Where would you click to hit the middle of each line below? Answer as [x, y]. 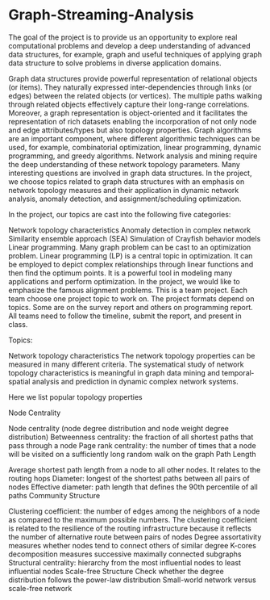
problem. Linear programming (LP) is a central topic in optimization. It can [131, 255]
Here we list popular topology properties [75, 397]
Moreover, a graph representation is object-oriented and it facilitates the [128, 113]
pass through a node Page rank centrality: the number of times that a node [132, 445]
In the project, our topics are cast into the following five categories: [120, 214]
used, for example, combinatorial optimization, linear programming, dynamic [135, 147]
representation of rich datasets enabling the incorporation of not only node [133, 121]
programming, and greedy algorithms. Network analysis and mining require [133, 156]
